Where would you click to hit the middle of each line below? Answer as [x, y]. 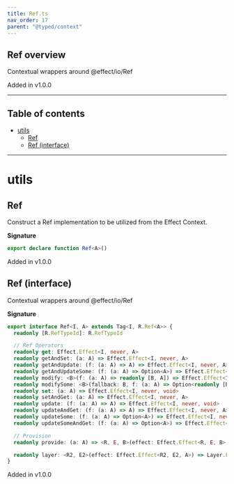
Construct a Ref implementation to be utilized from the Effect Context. [107, 222]
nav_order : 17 [28, 20]
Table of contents [46, 113]
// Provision [32, 436]
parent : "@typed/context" [45, 26]
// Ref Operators [39, 345]
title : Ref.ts [28, 14]
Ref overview [37, 55]
